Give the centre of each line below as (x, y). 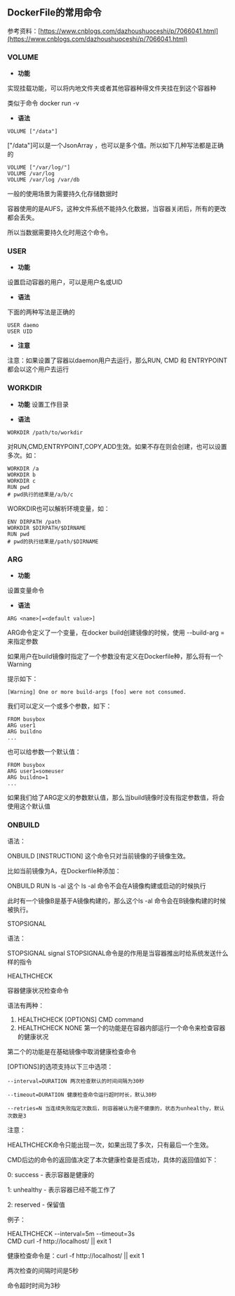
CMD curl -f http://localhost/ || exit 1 (59, 1241)
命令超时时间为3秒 (34, 1285)
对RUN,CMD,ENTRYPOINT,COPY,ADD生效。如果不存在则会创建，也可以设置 (117, 446)
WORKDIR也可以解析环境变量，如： (59, 508)
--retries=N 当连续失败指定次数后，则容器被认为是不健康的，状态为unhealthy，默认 (116, 1109)
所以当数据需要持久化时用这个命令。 (60, 233)
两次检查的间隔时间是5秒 (43, 1271)
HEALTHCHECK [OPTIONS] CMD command (80, 1019)
